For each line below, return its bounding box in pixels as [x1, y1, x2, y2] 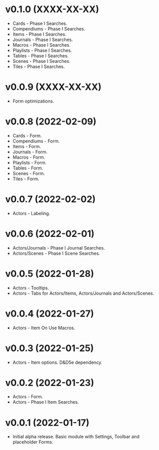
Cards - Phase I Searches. [12, 20, 67, 26]
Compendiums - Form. [12, 138, 60, 144]
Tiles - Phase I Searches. [12, 63, 65, 70]
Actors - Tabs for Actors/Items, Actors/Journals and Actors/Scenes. [12, 290, 154, 296]
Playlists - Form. [12, 159, 47, 165]
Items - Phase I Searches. [12, 31, 67, 37]
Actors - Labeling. [12, 210, 51, 216]
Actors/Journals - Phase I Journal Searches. [12, 245, 105, 251]
